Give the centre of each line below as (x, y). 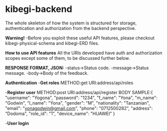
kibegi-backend (39, 9)
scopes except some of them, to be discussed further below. (68, 58)
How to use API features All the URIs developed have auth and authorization (84, 53)
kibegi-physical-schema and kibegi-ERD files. (52, 43)
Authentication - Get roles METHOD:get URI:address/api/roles (69, 83)
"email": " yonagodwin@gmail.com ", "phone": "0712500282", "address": (79, 108)
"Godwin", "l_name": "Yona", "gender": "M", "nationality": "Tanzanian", (78, 103)
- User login (17, 123)
